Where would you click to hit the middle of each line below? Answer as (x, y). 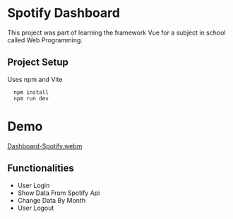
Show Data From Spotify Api (59, 193)
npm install (31, 92)
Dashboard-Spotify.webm (45, 146)
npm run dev (31, 98)
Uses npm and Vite (35, 79)
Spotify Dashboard (64, 13)
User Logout (36, 208)
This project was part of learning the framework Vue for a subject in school (116, 32)
